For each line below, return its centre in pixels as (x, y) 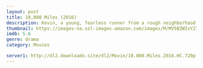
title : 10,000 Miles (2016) (42, 17)
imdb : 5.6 (19, 34)
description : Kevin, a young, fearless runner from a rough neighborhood (101, 23)
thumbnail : (20, 28)
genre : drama (23, 39)
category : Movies (28, 45)
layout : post (23, 12)
